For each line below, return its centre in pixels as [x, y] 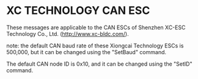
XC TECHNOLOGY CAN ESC [78, 11]
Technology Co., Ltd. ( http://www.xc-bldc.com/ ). [68, 33]
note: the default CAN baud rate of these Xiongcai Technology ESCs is [95, 46]
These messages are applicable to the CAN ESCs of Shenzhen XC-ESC [96, 27]
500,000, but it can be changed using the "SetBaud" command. [86, 52]
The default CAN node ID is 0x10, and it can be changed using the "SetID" [99, 64]
